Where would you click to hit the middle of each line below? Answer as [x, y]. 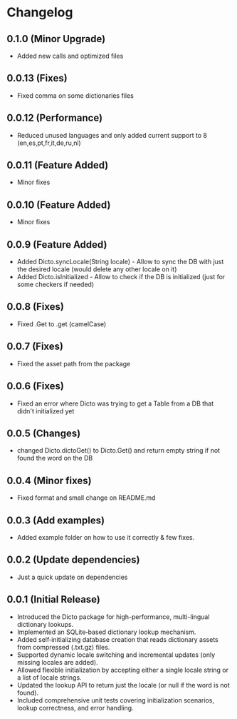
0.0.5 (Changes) [44, 433]
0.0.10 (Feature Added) [59, 205]
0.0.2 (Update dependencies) [73, 560]
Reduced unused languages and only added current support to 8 [112, 135]
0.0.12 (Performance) [55, 118]
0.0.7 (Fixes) [35, 347]
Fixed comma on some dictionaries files [75, 95]
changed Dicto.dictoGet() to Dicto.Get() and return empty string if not [118, 451]
